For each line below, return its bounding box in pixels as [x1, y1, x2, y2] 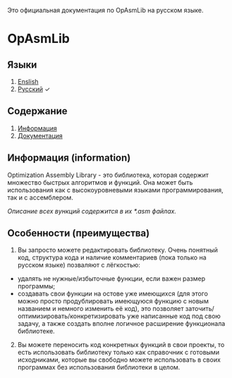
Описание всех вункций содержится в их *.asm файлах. [7, 207, 176, 215]
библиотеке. [17, 327, 55, 336]
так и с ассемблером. [7, 193, 74, 202]
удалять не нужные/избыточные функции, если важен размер [17, 274, 206, 283]
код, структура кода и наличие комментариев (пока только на [17, 253, 207, 262]
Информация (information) [7, 152, 131, 164]
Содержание [7, 105, 68, 117]
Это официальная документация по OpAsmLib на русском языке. [7, 6, 204, 14]
